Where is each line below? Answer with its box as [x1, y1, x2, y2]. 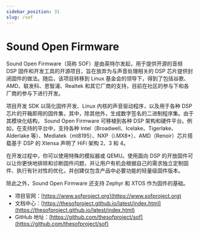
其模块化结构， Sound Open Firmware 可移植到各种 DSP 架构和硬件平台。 [6, 117, 187, 125]
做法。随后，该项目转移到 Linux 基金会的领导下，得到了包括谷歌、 [26, 75, 189, 82]
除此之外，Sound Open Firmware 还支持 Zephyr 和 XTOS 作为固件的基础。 [6, 180, 189, 187]
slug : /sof [6, 14, 33, 20]
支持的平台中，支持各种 [21, 125, 79, 132]
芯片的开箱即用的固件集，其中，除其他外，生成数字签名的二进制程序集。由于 [6, 110, 194, 117]
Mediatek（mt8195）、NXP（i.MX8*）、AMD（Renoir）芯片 [43, 132, 187, 140]
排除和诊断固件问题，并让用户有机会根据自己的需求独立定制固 [37, 160, 189, 167]
